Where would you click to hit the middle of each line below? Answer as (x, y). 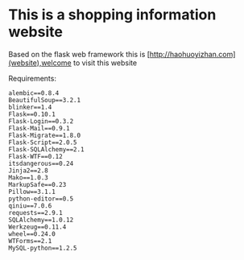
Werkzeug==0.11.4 (37, 227)
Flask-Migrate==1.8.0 (45, 135)
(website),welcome (40, 63)
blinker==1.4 (30, 107)
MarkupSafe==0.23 (37, 184)
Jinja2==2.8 (28, 171)
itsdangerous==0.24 (41, 163)
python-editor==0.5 (41, 199)
